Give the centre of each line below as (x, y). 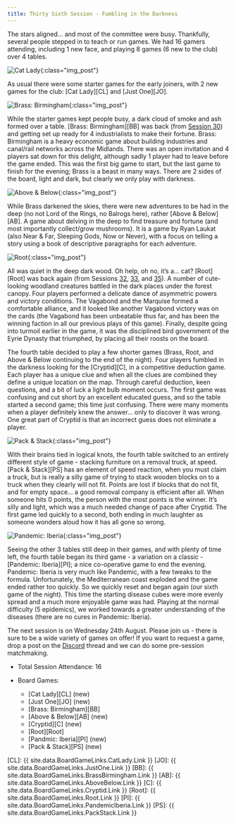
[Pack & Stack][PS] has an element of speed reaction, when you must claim (117, 469)
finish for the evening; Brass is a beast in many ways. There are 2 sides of (114, 171)
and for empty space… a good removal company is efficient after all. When (116, 492)
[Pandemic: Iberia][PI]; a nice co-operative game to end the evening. (107, 564)
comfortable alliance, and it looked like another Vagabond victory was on (113, 308)
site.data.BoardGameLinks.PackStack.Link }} (72, 812)
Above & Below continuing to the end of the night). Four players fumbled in (116, 359)
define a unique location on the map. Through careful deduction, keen (109, 382)
